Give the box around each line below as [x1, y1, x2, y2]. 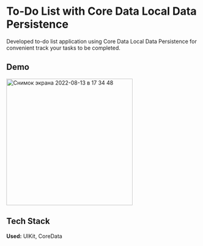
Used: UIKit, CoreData [6, 232, 62, 240]
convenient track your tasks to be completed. [6, 44, 120, 52]
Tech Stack [6, 216, 50, 226]
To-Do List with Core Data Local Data [6, 4, 197, 18]
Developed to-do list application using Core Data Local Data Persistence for [6, 37, 197, 45]
